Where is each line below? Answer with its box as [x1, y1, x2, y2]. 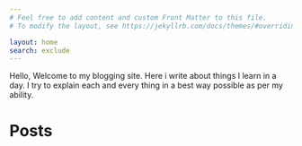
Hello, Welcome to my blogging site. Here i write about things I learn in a [9, 71, 277, 82]
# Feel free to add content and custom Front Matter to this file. [9, 13, 268, 22]
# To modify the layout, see [9, 21, 119, 30]
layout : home [9, 38, 58, 47]
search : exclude [9, 46, 70, 55]
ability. [9, 90, 34, 100]
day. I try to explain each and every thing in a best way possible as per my [9, 80, 283, 90]
